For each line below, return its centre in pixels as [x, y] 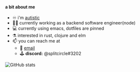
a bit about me [20, 7]
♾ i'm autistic [26, 18]
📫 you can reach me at [36, 41]
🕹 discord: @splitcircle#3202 [50, 53]
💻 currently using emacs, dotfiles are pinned [58, 28]
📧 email [27, 48]
